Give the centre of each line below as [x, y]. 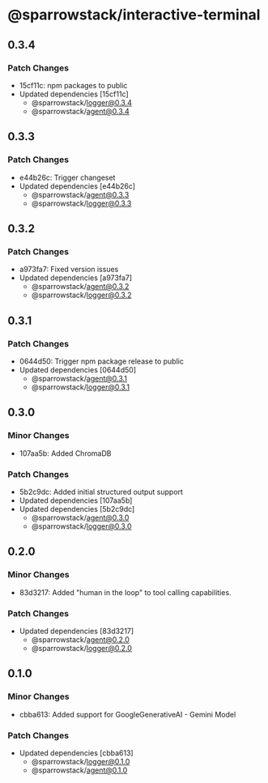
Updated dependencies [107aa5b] [76, 500]
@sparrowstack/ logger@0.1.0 [81, 761]
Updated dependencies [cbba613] [77, 753]
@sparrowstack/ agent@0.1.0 [79, 770]
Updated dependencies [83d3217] [77, 631]
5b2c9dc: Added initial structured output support [101, 492]
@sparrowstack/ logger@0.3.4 [82, 102]
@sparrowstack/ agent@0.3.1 [79, 378]
